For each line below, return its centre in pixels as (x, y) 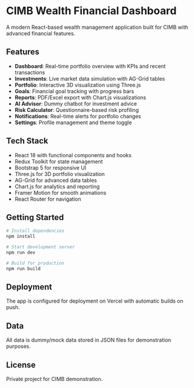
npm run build (24, 268)
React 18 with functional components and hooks (73, 155)
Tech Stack (27, 141)
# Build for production (35, 263)
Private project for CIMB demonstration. (55, 379)
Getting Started (35, 217)
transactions (30, 72)
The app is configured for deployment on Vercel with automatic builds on (95, 301)
